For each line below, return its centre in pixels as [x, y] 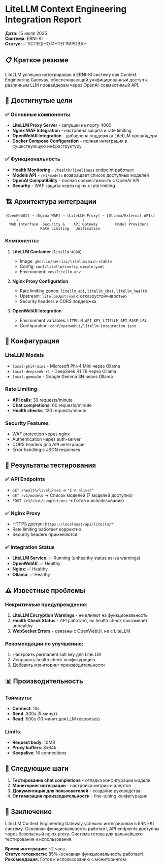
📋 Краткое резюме [37, 60]
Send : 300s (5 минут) [35, 714]
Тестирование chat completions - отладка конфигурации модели [81, 780]
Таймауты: [19, 698]
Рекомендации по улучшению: [44, 644]
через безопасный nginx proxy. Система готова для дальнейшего [74, 834]
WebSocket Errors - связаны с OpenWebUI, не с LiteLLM [71, 631]
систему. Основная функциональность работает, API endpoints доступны [82, 829]
